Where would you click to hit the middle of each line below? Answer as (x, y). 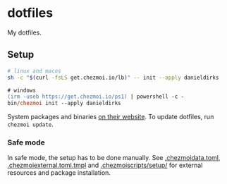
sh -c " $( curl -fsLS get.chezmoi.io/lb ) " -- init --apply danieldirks (113, 78)
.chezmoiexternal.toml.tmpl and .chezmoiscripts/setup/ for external (105, 165)
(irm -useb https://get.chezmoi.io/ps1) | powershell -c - (96, 97)
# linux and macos (34, 71)
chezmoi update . (31, 124)
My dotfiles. (25, 32)
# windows (22, 90)
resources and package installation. (59, 173)
